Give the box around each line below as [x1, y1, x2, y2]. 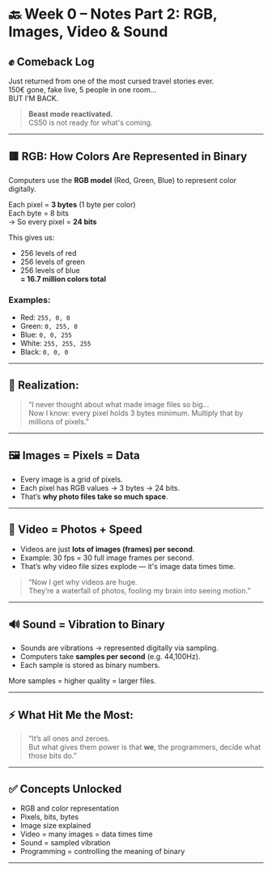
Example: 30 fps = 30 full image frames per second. [19, 552, 194, 563]
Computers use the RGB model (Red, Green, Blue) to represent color [8, 175, 237, 185]
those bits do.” [28, 751, 77, 761]
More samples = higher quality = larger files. [8, 676, 156, 686]
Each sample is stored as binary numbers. [19, 661, 160, 670]
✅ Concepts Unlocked [8, 782, 122, 796]
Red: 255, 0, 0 [19, 313, 70, 322]
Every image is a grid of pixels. [19, 474, 123, 484]
